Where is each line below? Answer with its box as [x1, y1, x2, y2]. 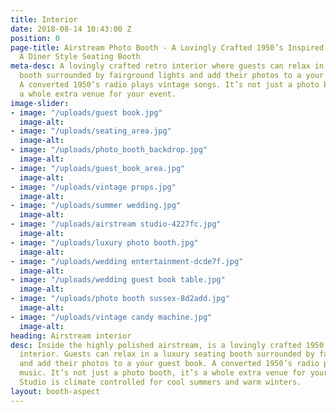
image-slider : [10, 98, 70, 108]
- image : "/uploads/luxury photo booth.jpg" [10, 237, 199, 248]
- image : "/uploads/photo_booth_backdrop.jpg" [10, 145, 208, 155]
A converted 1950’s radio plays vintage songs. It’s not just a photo [19, 80, 320, 90]
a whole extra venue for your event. [19, 89, 177, 99]
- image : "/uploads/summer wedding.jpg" [10, 201, 182, 211]
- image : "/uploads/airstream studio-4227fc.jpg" [10, 219, 222, 230]
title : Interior [10, 14, 78, 25]
